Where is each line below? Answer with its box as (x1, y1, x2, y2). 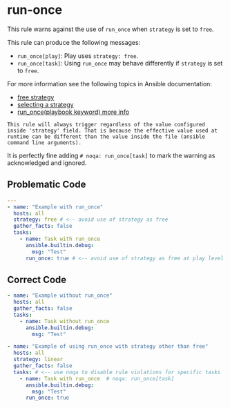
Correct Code (7, 273, 67, 285)
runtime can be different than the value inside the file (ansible (7, 133, 206, 140)
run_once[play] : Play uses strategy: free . (17, 51, 139, 60)
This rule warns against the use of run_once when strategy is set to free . (7, 25, 214, 33)
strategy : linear (13, 356, 64, 363)
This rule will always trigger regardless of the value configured (7, 121, 206, 128)
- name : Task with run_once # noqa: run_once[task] (19, 375, 175, 382)
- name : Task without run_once (19, 318, 110, 324)
